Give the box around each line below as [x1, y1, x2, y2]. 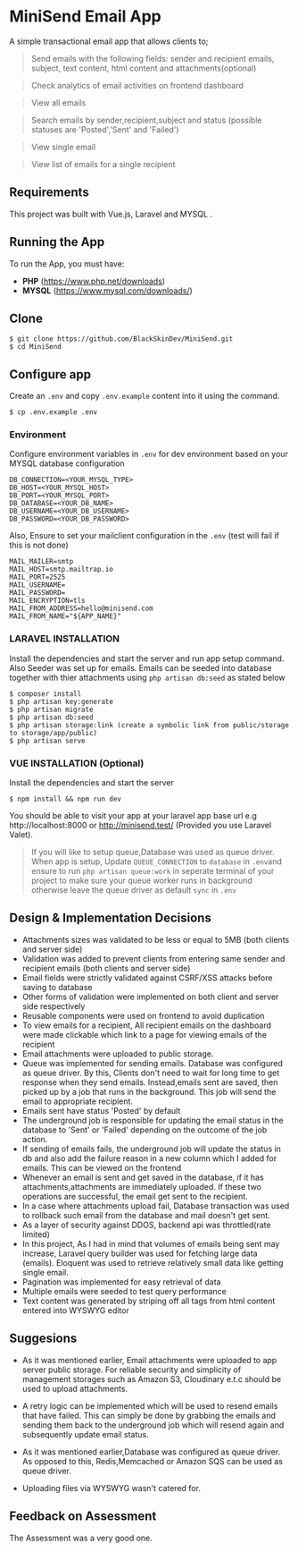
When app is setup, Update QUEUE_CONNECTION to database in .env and [30, 856, 283, 867]
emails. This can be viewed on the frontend [21, 1162, 182, 1173]
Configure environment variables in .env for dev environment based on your [9, 449, 288, 460]
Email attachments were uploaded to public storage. [21, 1048, 214, 1059]
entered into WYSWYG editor [21, 1304, 129, 1316]
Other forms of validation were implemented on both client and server [21, 991, 279, 1002]
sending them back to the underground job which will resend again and [21, 1420, 285, 1430]
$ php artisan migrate [9, 705, 94, 714]
